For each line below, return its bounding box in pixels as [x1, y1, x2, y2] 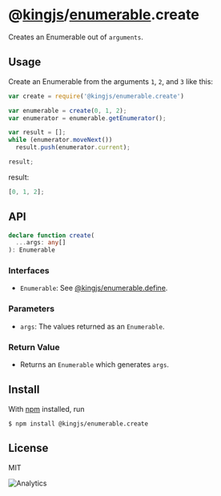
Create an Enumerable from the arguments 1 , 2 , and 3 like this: [8, 76, 214, 86]
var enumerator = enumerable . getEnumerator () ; [8, 114, 167, 122]
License [8, 442, 49, 455]
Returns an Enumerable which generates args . [19, 360, 170, 369]
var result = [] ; [8, 128, 66, 137]
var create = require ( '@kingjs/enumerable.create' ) [8, 92, 184, 100]
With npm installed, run [8, 404, 85, 413]
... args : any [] [15, 239, 66, 247]
